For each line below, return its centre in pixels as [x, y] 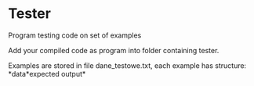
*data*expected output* [47, 73]
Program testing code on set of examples [75, 35]
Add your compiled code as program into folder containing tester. [114, 50]
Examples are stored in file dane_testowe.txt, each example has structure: [127, 65]
